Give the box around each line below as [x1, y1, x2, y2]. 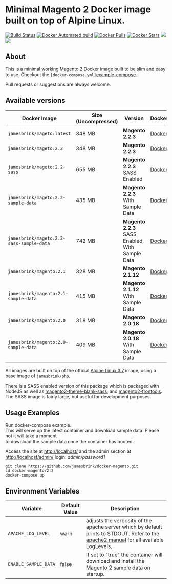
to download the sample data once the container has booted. [5, 439, 134, 445]
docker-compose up [5, 473, 45, 478]
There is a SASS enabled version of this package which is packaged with [5, 382, 160, 389]
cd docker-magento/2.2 [5, 468, 54, 473]
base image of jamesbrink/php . [5, 373, 71, 379]
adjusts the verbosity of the [86, 517, 152, 524]
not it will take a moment [5, 433, 57, 439]
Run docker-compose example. [5, 422, 72, 428]
